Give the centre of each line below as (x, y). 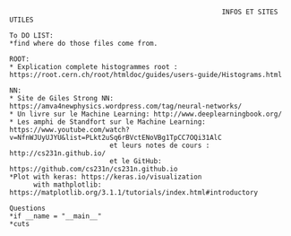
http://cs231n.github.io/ (57, 153)
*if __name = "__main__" (56, 216)
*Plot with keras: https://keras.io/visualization (106, 177)
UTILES (21, 20)
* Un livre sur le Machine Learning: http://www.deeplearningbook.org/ (145, 114)
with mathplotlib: (67, 185)
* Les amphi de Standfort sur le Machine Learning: (107, 122)
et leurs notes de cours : (159, 145)
